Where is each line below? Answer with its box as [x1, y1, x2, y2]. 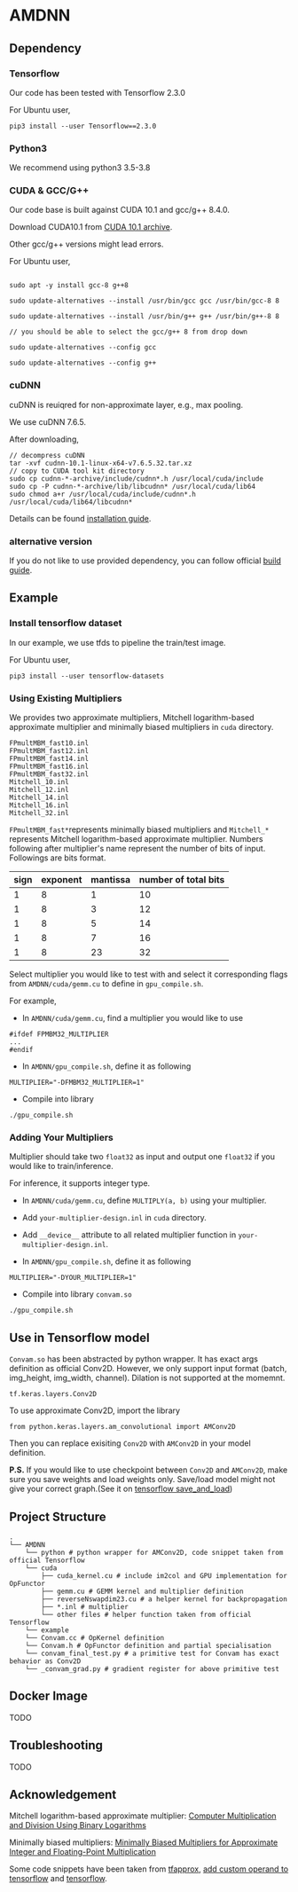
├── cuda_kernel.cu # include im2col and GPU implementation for [41, 1571, 288, 1580]
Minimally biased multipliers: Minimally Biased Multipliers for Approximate [9, 1837, 278, 1848]
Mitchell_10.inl [9, 778, 69, 787]
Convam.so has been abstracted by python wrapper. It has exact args [9, 1354, 259, 1364]
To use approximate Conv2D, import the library [9, 1405, 180, 1416]
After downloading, [9, 434, 80, 444]
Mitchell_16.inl [9, 801, 69, 810]
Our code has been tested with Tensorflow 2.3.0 [9, 87, 186, 98]
